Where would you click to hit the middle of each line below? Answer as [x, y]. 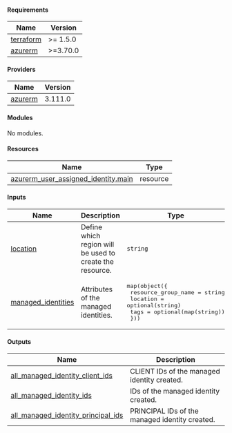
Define [91, 227]
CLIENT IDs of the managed [175, 372]
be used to [98, 253]
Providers [21, 69]
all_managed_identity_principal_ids [67, 416]
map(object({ [147, 286]
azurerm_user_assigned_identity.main [72, 178]
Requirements [28, 10]
